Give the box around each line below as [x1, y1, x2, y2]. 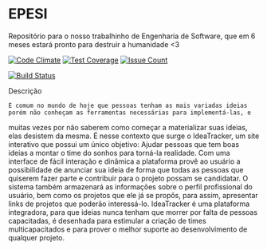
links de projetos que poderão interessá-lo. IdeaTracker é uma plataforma [8, 199, 250, 208]
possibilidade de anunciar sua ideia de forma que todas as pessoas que [8, 165, 244, 174]
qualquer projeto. [8, 232, 65, 242]
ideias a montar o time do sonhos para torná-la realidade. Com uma [8, 148, 230, 157]
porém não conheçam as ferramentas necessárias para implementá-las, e [8, 109, 251, 117]
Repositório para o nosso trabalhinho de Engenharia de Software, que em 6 [8, 31, 256, 41]
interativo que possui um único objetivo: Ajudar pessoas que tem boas [8, 139, 240, 149]
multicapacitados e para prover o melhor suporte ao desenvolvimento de [8, 224, 248, 234]
